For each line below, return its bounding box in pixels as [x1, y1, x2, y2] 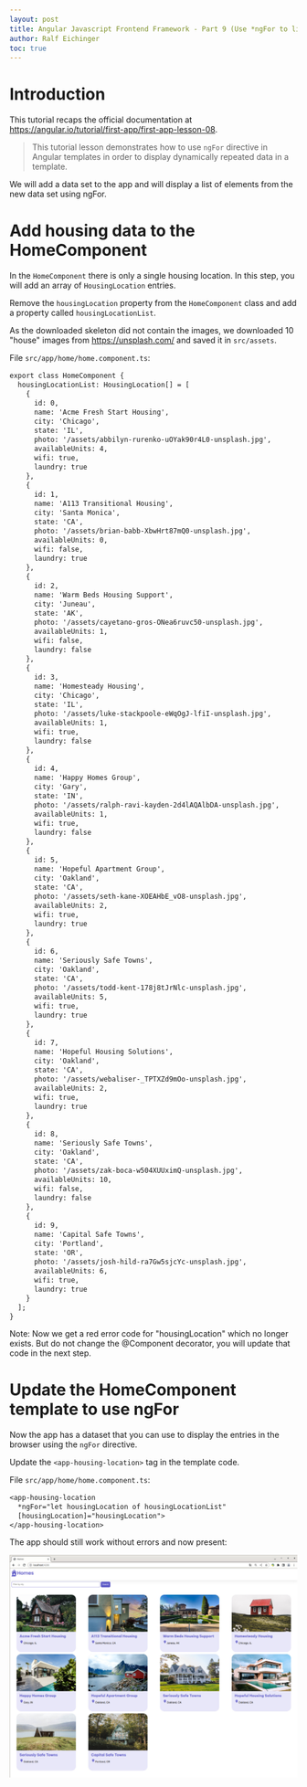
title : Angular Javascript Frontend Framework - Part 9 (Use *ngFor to [9, 24, 288, 34]
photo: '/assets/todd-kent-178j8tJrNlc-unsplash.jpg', [33, 983, 248, 993]
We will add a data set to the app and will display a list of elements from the [9, 179, 294, 190]
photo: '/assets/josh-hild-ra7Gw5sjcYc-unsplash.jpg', [33, 1257, 248, 1267]
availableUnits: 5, [33, 992, 108, 1002]
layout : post [9, 15, 59, 24]
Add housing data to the [9, 220, 196, 241]
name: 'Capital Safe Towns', [33, 1230, 145, 1240]
